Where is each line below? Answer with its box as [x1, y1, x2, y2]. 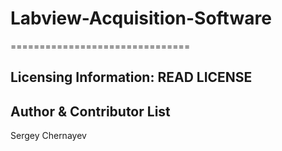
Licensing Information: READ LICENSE [10, 69, 253, 86]
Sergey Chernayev [10, 130, 87, 142]
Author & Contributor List [10, 103, 171, 120]
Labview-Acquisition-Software [10, 7, 272, 30]
